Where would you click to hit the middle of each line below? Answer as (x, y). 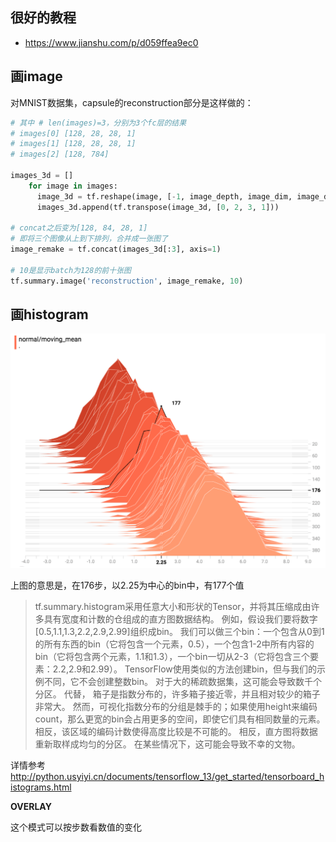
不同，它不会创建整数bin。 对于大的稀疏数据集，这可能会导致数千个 (182, 681)
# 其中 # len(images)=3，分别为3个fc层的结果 (98, 123)
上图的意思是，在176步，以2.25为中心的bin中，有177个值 (127, 585)
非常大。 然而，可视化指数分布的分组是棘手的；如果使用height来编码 (176, 706)
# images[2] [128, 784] (60, 154)
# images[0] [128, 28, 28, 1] (73, 133)
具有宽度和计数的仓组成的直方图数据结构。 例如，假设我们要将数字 (180, 619)
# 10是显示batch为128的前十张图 (71, 270)
